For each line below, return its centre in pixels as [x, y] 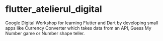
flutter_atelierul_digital [54, 9]
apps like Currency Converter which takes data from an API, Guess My [78, 28]
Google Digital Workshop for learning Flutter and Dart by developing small [82, 23]
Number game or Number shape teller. [45, 33]
